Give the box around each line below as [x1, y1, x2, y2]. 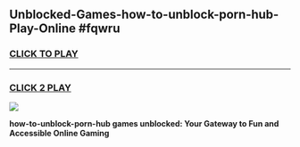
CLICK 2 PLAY [9, 81, 71, 94]
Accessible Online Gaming [9, 127, 110, 138]
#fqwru [78, 21, 121, 37]
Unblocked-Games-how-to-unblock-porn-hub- [9, 7, 279, 22]
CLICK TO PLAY [9, 48, 79, 61]
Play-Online [9, 21, 76, 37]
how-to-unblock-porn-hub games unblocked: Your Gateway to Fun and [9, 118, 279, 128]
